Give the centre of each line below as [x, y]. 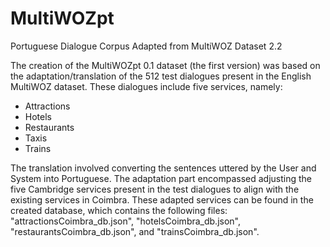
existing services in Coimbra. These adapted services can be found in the [162, 199]
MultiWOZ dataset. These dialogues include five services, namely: [146, 86]
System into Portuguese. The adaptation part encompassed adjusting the [161, 178]
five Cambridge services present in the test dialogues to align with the [155, 189]
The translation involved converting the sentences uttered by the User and [163, 168]
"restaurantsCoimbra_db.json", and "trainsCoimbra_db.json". [135, 231]
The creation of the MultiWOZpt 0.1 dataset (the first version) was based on [165, 65]
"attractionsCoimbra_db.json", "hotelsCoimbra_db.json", [126, 221]
